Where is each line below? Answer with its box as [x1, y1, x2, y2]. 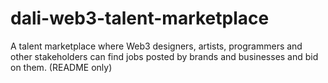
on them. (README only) [10, 61, 113, 73]
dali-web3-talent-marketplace [10, 7, 270, 30]
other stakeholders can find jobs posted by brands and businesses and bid [10, 50, 319, 62]
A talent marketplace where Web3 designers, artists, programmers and [10, 40, 303, 52]
